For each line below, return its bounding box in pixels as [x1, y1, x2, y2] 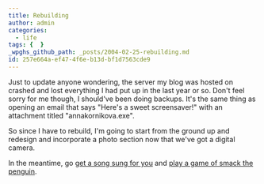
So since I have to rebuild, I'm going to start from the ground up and [8, 126, 230, 135]
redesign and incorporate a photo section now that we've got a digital [8, 134, 235, 144]
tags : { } [8, 41, 44, 49]
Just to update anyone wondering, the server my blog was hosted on [8, 77, 234, 87]
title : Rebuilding [8, 11, 69, 20]
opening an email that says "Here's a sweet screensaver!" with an [8, 102, 224, 111]
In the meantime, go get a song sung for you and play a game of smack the [8, 158, 254, 167]
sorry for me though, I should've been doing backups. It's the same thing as [8, 94, 256, 103]
